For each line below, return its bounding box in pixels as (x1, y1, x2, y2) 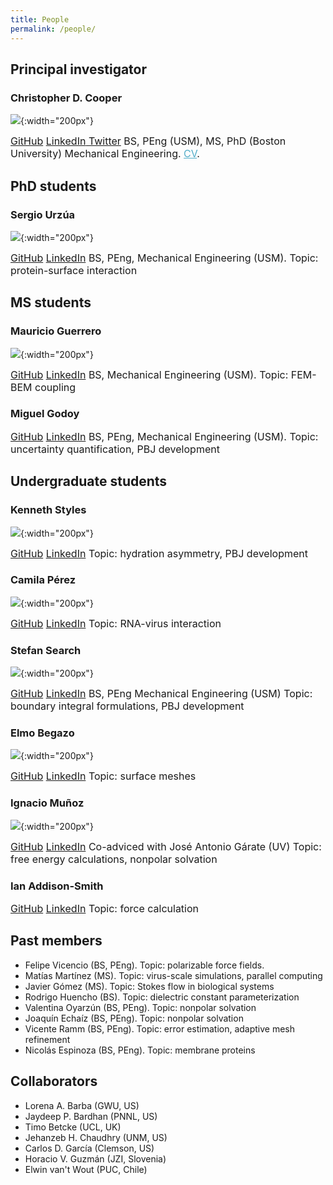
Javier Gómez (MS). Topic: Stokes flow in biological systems (24, 980, 275, 992)
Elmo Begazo (10, 726, 75, 740)
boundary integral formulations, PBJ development (10, 699, 245, 713)
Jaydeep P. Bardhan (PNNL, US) (24, 1110, 158, 1122)
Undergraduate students (10, 473, 168, 490)
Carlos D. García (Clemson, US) (24, 1142, 155, 1154)
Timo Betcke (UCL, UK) (24, 1121, 122, 1133)
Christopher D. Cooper (10, 91, 123, 105)
